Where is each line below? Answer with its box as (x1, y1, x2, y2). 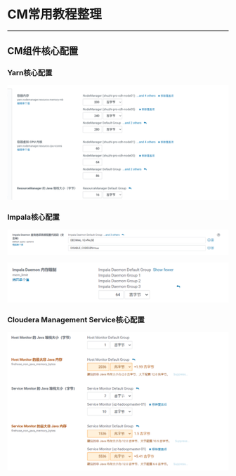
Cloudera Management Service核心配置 (7, 315, 145, 325)
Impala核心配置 (7, 212, 60, 222)
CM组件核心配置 (7, 45, 79, 57)
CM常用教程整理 (7, 6, 102, 22)
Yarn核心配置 (7, 68, 53, 78)
